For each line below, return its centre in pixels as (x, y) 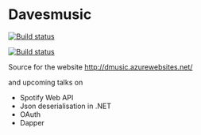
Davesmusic (50, 15)
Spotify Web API (46, 97)
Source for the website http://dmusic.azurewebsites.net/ (100, 67)
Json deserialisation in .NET (65, 106)
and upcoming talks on (46, 82)
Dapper (32, 122)
